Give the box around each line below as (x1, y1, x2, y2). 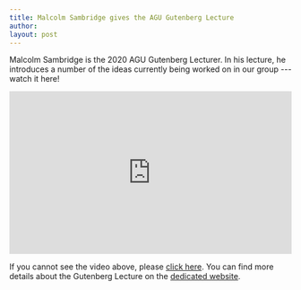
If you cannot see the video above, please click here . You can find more (9, 261, 274, 272)
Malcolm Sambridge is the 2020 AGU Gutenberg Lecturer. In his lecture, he (9, 55, 287, 66)
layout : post (9, 30, 58, 39)
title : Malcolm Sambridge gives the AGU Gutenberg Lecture (9, 13, 235, 22)
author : (9, 22, 39, 31)
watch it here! (9, 74, 60, 84)
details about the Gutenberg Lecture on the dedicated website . (9, 271, 241, 282)
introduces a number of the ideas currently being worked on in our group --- (9, 64, 292, 75)
